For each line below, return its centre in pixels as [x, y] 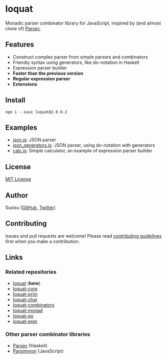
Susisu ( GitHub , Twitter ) [30, 207]
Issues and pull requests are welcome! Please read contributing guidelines [83, 236]
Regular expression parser [41, 78]
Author [17, 195]
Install [15, 100]
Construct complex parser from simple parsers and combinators [80, 57]
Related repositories [31, 272]
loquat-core [25, 288]
